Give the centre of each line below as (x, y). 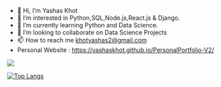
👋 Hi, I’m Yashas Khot (47, 11)
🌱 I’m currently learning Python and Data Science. (88, 25)
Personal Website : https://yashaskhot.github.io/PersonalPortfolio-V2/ (115, 50)
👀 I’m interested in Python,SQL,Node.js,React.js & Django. (98, 18)
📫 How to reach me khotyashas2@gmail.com (82, 40)
